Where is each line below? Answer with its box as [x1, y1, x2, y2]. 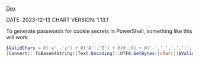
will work [6, 34, 28, 40]
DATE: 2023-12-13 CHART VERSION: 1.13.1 [6, 16, 108, 23]
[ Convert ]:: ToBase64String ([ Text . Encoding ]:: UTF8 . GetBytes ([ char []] [6, 50, 179, 56]
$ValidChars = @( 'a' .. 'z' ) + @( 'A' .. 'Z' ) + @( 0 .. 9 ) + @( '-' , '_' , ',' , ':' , [6, 45, 192, 51]
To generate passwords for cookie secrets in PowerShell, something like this [6, 27, 192, 35]
